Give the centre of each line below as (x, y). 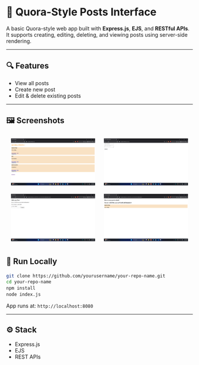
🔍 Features (28, 66)
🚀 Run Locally (32, 262)
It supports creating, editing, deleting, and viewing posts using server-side (97, 34)
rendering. (19, 41)
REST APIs (28, 357)
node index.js (24, 295)
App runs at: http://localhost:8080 (50, 306)
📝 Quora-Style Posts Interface (81, 12)
